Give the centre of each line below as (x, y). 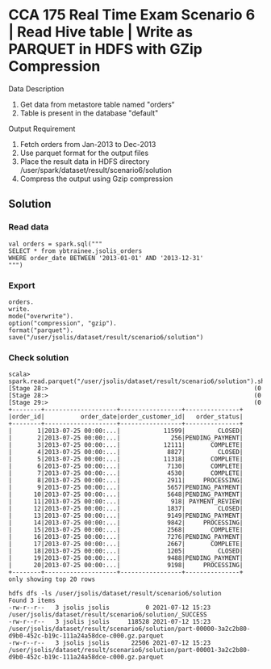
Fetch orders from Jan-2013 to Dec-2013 (88, 144)
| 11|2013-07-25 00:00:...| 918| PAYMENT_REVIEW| (126, 502)
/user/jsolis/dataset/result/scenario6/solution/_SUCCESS (108, 615)
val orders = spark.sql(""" (56, 244)
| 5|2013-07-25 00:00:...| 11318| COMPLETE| (126, 459)
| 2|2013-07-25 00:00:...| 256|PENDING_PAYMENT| (126, 438)
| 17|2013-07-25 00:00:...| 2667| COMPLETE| (126, 544)
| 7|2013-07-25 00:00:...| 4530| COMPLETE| (126, 473)
